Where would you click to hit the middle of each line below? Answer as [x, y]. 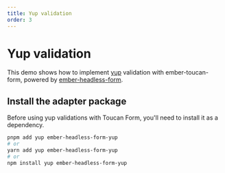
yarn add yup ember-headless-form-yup [62, 150]
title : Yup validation [39, 13]
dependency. [26, 125]
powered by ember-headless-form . [73, 80]
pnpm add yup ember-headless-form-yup [62, 137]
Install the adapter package [67, 101]
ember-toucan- [187, 72]
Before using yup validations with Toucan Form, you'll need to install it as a [113, 118]
